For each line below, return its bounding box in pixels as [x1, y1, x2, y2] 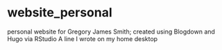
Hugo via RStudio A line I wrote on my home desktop [7, 34, 158, 42]
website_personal [7, 5, 112, 21]
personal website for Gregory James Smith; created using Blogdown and [7, 27, 215, 36]
